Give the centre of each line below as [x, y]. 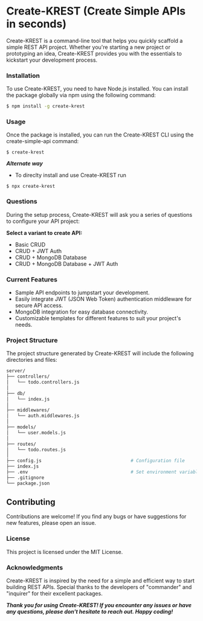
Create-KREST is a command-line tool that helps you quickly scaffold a [95, 40]
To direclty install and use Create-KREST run [71, 175]
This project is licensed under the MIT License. [65, 552]
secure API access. [39, 305]
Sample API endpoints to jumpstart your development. [82, 292]
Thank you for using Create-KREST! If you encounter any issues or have [99, 605]
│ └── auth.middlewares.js [43, 416]
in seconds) [36, 24]
